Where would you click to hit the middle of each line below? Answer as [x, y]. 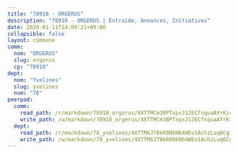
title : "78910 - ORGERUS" [45, 14]
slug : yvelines [36, 87]
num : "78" [28, 93]
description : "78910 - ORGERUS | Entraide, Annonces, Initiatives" [109, 21]
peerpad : [20, 100]
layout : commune [31, 40]
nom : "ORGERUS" [36, 54]
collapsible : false [36, 34]
